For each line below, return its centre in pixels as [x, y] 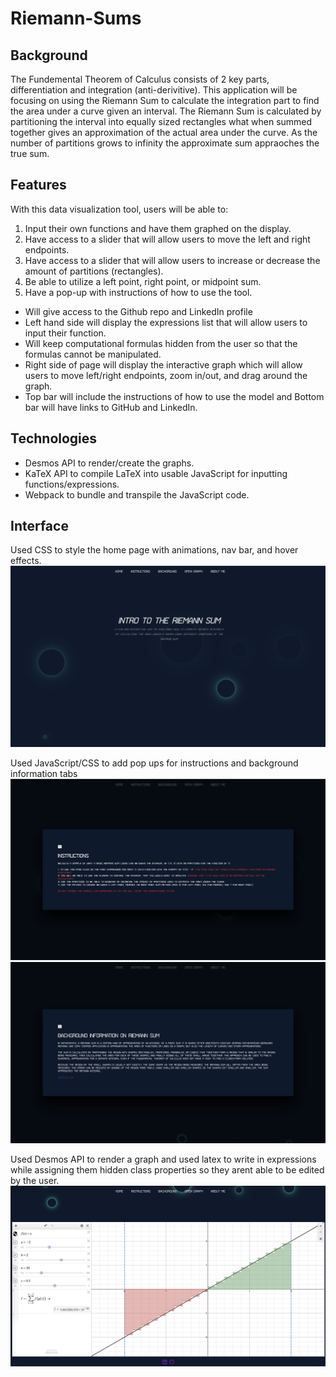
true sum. [30, 153]
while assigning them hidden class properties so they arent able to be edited [167, 1169]
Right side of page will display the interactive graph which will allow [163, 364]
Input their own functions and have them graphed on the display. [158, 228]
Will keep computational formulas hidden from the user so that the [161, 343]
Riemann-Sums [76, 18]
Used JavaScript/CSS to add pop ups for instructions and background [154, 763]
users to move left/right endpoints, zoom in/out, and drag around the [166, 375]
